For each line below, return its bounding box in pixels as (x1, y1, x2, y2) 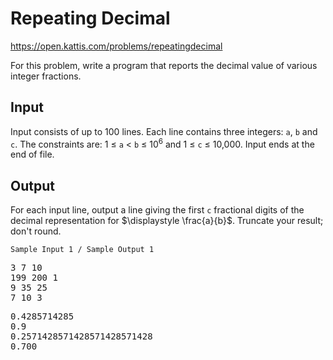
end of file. (10, 148, 55, 161)
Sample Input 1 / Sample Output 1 (10, 245, 155, 255)
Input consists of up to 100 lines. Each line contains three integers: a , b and (10, 125, 318, 137)
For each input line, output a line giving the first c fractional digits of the (10, 204, 305, 216)
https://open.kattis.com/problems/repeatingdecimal (10, 40, 223, 52)
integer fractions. (10, 70, 82, 82)
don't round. (10, 225, 62, 237)
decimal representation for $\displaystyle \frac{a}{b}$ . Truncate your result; (10, 215, 324, 227)
